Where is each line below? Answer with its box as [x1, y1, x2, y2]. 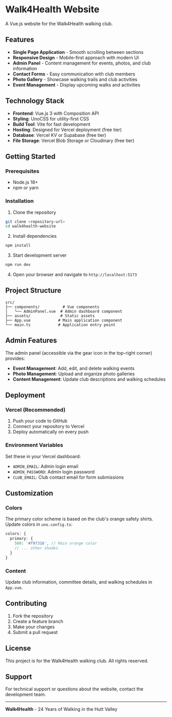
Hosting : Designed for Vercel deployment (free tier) [12, 127, 122, 133]
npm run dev [5, 262, 31, 268]
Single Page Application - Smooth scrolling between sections [12, 49, 144, 55]
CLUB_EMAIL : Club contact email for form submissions [12, 474, 124, 480]
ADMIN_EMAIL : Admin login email [12, 463, 78, 469]
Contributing [5, 599, 47, 608]
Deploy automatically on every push [12, 429, 89, 435]
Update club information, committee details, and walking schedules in [5, 579, 153, 585]
